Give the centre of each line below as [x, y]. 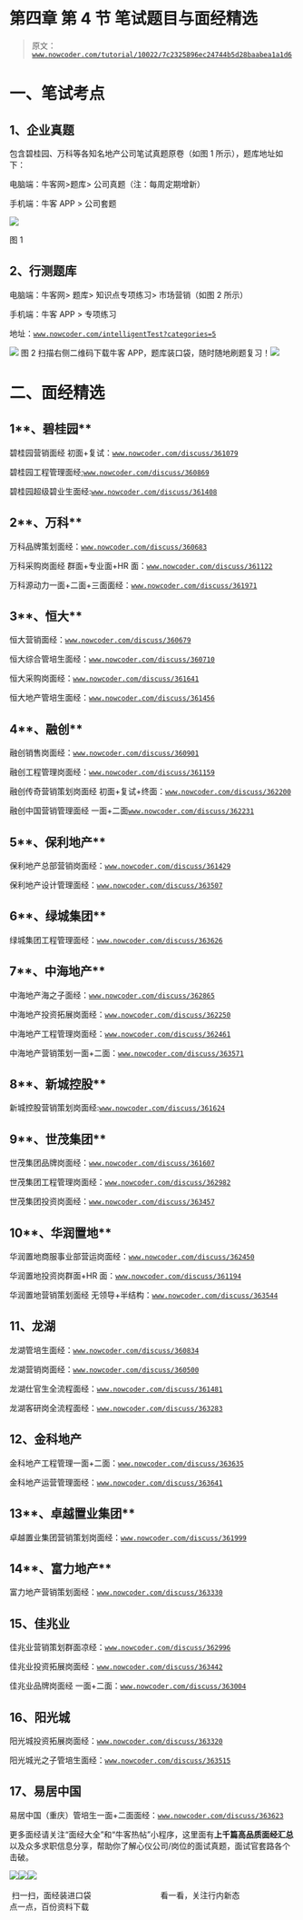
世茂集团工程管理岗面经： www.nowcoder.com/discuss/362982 [120, 1182]
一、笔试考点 [58, 94]
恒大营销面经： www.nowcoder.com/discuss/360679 [100, 640]
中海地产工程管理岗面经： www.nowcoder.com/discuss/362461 [120, 1033]
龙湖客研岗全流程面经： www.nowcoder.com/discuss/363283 [116, 1408]
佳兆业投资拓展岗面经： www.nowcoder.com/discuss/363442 [116, 1666]
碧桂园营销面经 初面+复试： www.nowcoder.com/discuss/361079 [124, 453]
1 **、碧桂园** [51, 429]
